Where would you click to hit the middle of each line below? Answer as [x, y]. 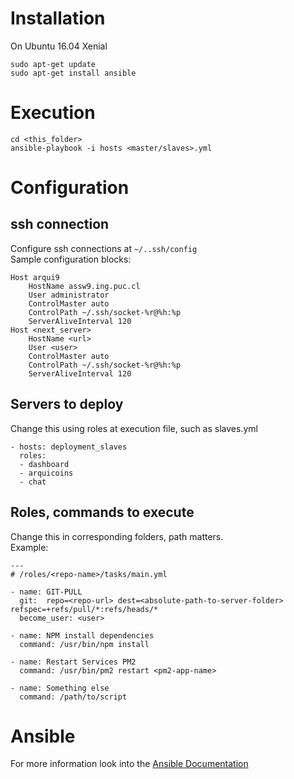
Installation [58, 18]
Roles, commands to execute [102, 512]
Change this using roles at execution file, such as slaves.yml [134, 428]
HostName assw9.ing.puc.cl [84, 286]
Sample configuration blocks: [71, 259]
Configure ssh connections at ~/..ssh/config [104, 248]
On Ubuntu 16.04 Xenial [59, 46]
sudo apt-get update [53, 64]
